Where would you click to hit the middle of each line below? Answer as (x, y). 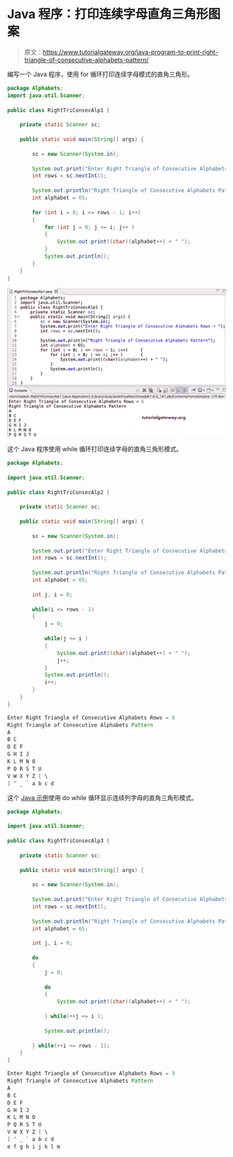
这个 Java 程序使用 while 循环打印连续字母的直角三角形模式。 (95, 449)
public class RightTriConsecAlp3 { (59, 841)
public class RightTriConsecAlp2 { (59, 492)
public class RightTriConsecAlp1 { (59, 110)
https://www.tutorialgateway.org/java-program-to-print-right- (130, 52)
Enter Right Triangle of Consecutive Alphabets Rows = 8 (91, 717)
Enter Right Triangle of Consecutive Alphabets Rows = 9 (91, 1074)
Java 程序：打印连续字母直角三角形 (108, 14)
